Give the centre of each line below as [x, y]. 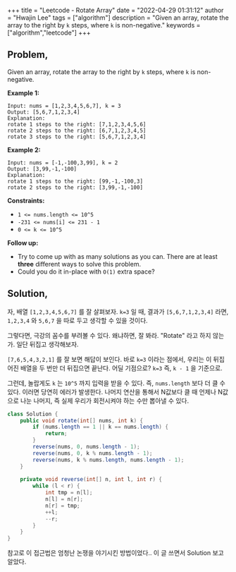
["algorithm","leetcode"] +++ [49, 32]
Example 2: [24, 150]
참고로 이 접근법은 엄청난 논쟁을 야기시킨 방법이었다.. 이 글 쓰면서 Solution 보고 [116, 553]
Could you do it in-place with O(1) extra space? [86, 272]
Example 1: [24, 93]
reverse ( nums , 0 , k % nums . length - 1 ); [93, 453]
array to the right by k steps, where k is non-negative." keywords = [104, 25]
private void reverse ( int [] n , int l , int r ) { [91, 480]
